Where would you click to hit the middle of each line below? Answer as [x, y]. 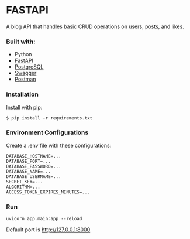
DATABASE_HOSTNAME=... [34, 156]
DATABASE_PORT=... [28, 161]
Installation [23, 94]
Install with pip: [24, 107]
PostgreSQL [29, 67]
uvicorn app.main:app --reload [44, 219]
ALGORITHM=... [23, 187]
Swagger [25, 73]
